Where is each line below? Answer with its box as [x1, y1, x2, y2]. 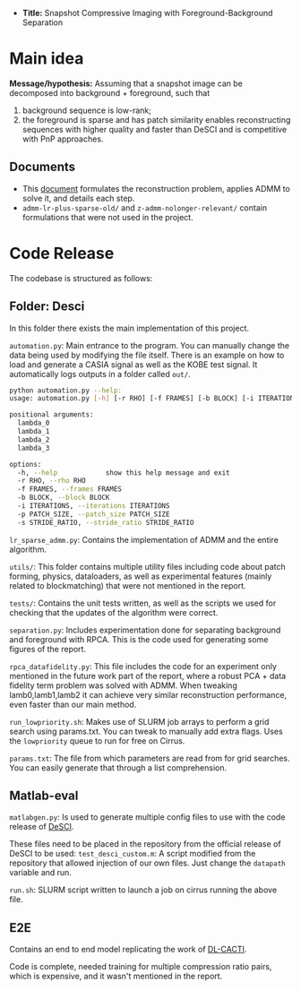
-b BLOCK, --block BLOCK [17, 493, 110, 503]
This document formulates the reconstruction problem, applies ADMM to [21, 183, 291, 194]
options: [9, 460, 42, 469]
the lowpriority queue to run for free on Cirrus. [9, 735, 185, 746]
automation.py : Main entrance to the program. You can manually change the [9, 340, 289, 350]
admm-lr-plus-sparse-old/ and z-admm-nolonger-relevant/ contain [21, 202, 267, 213]
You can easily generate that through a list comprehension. [9, 762, 228, 773]
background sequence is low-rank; [21, 105, 152, 116]
